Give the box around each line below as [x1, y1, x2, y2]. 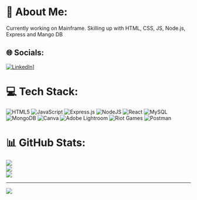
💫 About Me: [6, 5, 68, 19]
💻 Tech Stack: [6, 85, 79, 98]
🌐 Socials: [6, 48, 45, 58]
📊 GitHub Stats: [6, 136, 86, 149]
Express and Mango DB [6, 30, 63, 37]
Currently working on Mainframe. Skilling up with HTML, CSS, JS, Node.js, [6, 25, 186, 32]
